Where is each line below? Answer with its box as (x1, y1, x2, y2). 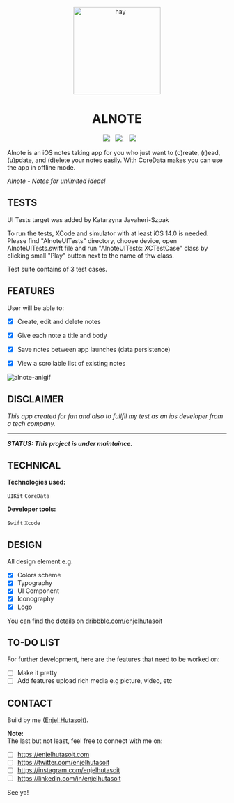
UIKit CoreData (7, 493, 50, 500)
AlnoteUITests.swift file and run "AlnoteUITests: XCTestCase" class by (7, 244, 208, 252)
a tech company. (7, 419, 56, 427)
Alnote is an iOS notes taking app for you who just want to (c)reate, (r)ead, (7, 148, 221, 156)
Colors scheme (17, 571, 61, 580)
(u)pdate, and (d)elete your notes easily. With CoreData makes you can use (7, 156, 223, 164)
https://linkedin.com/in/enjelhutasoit (17, 774, 121, 782)
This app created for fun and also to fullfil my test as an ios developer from (7, 412, 224, 420)
